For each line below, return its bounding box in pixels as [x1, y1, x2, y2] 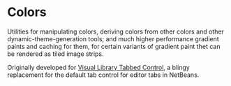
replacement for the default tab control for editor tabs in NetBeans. [7, 71, 200, 79]
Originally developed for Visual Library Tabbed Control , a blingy [7, 63, 190, 71]
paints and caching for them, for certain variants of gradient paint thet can [7, 42, 221, 50]
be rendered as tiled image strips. [7, 50, 104, 58]
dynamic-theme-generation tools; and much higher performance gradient [7, 34, 220, 43]
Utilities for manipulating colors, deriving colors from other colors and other [7, 27, 225, 36]
